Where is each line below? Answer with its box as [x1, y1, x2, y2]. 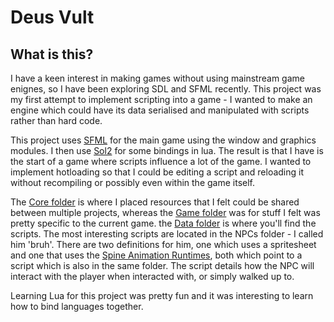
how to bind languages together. [10, 301, 144, 312]
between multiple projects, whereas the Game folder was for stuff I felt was [10, 207, 321, 218]
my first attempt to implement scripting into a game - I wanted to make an [10, 94, 313, 105]
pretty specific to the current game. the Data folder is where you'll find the [10, 217, 317, 229]
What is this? [10, 46, 94, 63]
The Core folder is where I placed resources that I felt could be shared [10, 196, 300, 208]
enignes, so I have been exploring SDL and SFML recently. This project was [10, 83, 322, 95]
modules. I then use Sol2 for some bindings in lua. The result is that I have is [10, 145, 324, 156]
